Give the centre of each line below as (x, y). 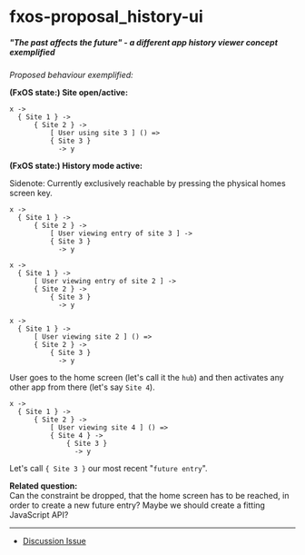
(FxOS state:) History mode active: (76, 166)
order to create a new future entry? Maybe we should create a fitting (138, 505)
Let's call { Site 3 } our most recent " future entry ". (108, 469)
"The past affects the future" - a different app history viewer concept (144, 42)
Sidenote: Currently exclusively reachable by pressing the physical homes (148, 183)
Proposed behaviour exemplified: (71, 75)
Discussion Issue (54, 541)
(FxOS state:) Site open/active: (69, 93)
